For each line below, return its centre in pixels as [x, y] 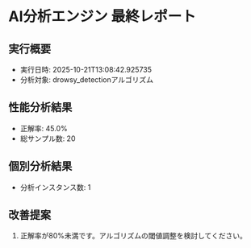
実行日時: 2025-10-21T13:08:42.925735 [86, 70]
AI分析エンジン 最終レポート [102, 17]
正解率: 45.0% [44, 128]
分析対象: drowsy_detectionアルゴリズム [87, 80]
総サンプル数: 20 [48, 138]
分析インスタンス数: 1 [55, 187]
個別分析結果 [40, 166]
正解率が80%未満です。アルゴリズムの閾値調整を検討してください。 [134, 236]
